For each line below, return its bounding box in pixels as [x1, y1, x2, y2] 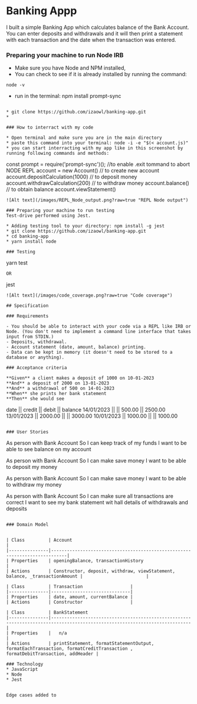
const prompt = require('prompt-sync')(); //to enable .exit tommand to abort [6, 161, 190, 168]
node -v [6, 82, 25, 88]
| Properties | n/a [6, 630, 67, 636]
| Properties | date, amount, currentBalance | [6, 594, 133, 600]
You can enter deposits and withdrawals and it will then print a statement [6, 30, 183, 37]
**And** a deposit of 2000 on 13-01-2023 [6, 380, 110, 386]
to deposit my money [6, 464, 58, 471]
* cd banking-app [6, 233, 49, 240]
